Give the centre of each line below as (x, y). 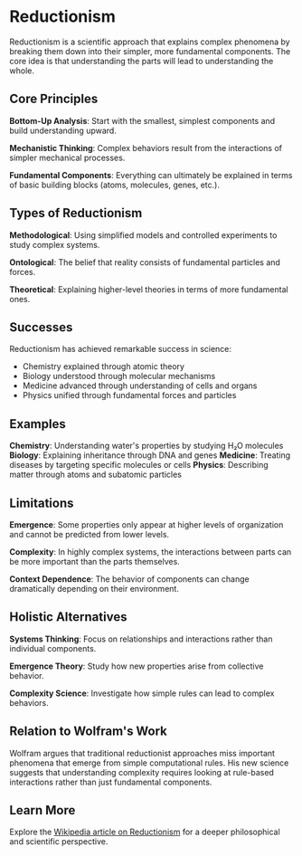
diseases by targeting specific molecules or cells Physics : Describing (139, 465)
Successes (41, 327)
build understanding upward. (63, 130)
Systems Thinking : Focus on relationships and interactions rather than (141, 639)
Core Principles (54, 99)
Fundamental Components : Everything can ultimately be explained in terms (151, 175)
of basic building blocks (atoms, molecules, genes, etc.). (114, 185)
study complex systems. (55, 244)
